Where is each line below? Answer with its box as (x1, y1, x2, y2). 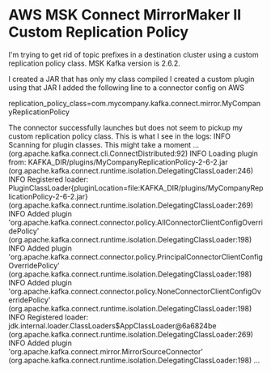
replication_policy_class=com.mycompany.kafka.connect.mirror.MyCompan (8, 98, 261, 108)
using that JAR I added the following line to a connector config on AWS (8, 83, 245, 92)
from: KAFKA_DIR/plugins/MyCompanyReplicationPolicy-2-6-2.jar (8, 156, 228, 167)
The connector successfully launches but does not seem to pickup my (8, 122, 243, 132)
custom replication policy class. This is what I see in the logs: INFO (8, 131, 231, 141)
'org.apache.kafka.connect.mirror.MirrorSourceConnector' (8, 346, 204, 356)
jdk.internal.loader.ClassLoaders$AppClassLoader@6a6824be (8, 320, 217, 330)
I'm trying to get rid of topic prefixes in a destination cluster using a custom (8, 49, 259, 59)
